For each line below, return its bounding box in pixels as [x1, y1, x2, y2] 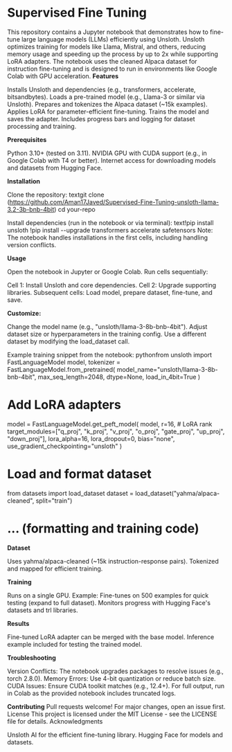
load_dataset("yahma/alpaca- [134, 489, 220, 497]
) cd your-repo [54, 205, 96, 213]
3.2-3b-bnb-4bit [7, 205, 55, 213]
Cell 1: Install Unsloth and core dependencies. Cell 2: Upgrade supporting [7, 280, 217, 289]
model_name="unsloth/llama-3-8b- [116, 365, 218, 373]
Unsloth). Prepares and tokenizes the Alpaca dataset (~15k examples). [7, 100, 208, 108]
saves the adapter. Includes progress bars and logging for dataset [7, 114, 195, 123]
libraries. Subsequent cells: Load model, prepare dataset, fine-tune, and [7, 288, 213, 296]
